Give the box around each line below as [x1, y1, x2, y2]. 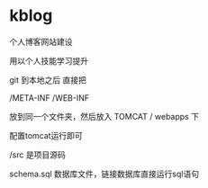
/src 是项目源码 [9, 149, 66, 160]
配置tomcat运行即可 [9, 130, 83, 140]
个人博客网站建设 [9, 36, 73, 47]
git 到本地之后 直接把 [9, 74, 87, 85]
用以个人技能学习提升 [9, 55, 88, 66]
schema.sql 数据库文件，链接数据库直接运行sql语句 [9, 168, 200, 179]
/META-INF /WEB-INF [9, 92, 90, 103]
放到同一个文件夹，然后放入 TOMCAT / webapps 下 [9, 111, 200, 121]
